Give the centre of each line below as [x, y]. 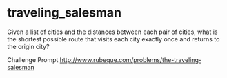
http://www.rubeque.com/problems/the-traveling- [131, 59]
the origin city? [28, 46]
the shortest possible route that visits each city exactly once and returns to [113, 39]
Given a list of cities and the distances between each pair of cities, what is [112, 32]
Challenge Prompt [33, 59]
